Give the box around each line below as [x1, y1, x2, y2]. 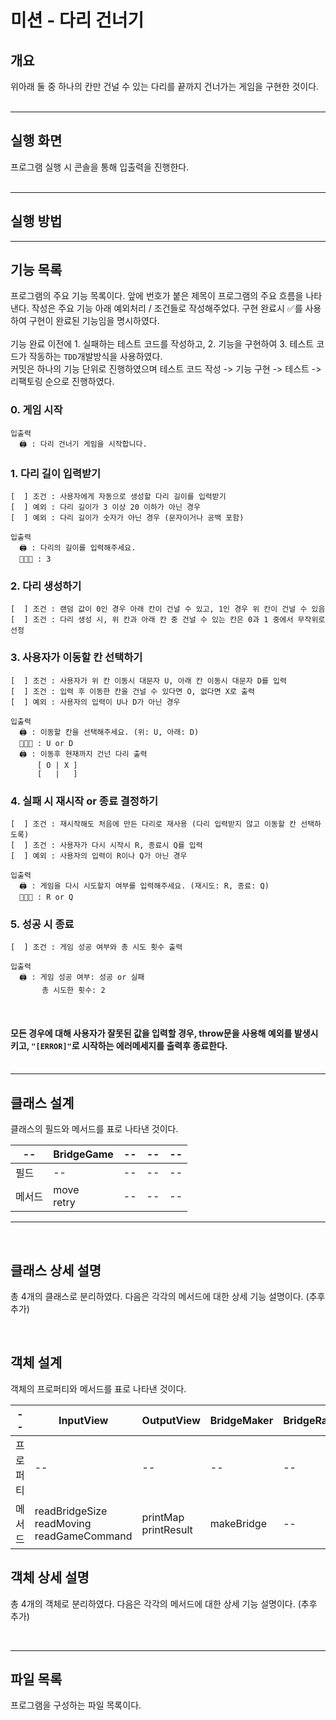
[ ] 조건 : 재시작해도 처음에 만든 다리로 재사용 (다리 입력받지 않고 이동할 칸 [10, 819, 297, 829]
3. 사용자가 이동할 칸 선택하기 [10, 651, 143, 665]
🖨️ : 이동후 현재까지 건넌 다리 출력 [19, 749, 148, 759]
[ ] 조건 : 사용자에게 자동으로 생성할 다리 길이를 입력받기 [10, 492, 227, 502]
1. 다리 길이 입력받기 [10, 466, 102, 480]
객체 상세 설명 [10, 1569, 90, 1586]
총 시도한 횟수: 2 [41, 986, 106, 996]
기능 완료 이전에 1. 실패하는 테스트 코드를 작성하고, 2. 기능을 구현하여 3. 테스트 [10, 338, 315, 350]
